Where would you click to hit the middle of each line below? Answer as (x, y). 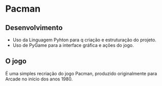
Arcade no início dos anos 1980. (39, 79)
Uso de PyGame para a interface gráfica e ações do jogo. (73, 45)
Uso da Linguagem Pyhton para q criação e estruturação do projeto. (85, 40)
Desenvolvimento (34, 28)
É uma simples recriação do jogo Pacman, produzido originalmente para (81, 73)
